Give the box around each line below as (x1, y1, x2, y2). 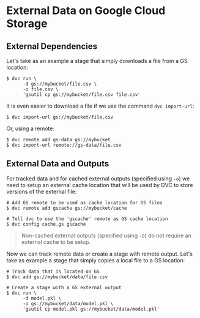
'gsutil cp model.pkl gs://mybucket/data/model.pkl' (22, 306, 160, 312)
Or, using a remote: (6, 125, 55, 132)
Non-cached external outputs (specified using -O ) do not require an (21, 232, 191, 239)
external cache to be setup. (21, 238, 91, 245)
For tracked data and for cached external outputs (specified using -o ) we (6, 175, 190, 182)
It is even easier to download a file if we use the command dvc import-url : (6, 102, 194, 109)
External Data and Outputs (6, 158, 109, 169)
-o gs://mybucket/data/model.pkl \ (22, 300, 114, 306)
